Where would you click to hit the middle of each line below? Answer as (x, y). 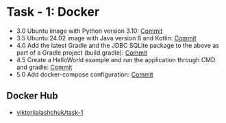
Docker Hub (33, 96)
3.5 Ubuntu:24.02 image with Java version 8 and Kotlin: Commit (106, 38)
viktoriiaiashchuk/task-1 (50, 112)
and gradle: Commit (44, 67)
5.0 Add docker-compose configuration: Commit (85, 74)
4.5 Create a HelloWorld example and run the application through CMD (116, 59)
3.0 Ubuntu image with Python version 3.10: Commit (89, 31)
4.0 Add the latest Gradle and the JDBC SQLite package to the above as (118, 45)
